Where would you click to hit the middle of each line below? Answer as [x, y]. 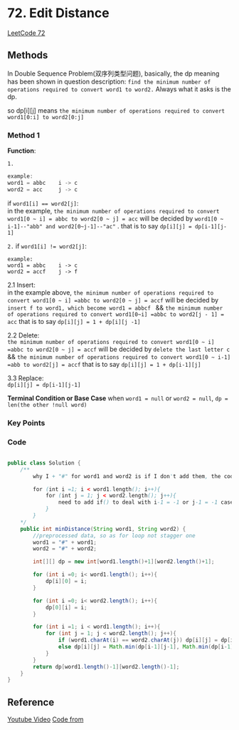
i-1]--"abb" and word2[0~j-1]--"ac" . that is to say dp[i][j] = [100, 225]
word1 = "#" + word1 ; [65, 542]
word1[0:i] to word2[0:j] [46, 117]
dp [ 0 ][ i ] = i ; [66, 607]
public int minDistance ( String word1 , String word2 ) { [103, 529]
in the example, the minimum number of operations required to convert [113, 211]
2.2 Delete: [23, 335]
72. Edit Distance [58, 13]
